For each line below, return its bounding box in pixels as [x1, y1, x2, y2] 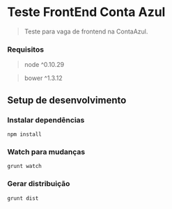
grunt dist [7, 194, 39, 202]
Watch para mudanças [7, 147, 86, 157]
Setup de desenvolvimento [7, 94, 127, 106]
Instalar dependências [7, 115, 85, 125]
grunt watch [7, 163, 42, 170]
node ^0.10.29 [24, 61, 65, 69]
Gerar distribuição [7, 179, 70, 189]
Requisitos [7, 45, 44, 54]
